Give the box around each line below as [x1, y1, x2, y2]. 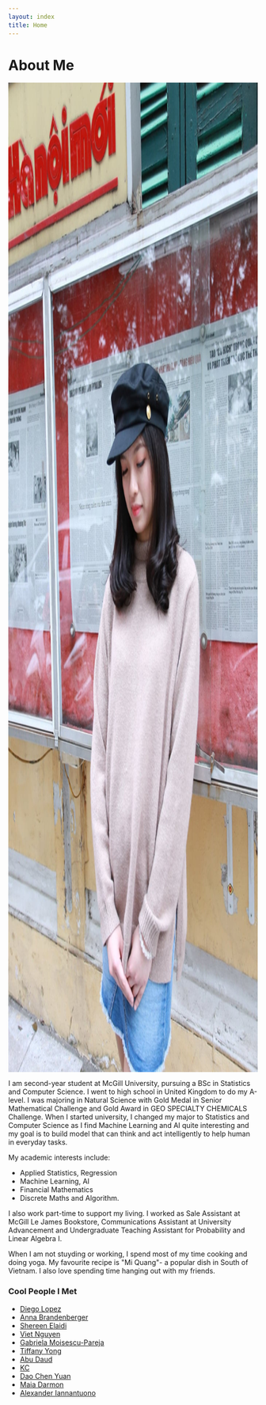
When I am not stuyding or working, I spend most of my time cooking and [8, 1249, 248, 1259]
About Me [8, 56, 74, 74]
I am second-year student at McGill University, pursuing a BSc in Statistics [8, 1079, 251, 1088]
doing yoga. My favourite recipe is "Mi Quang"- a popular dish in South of [8, 1258, 249, 1267]
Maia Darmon [19, 1380, 64, 1389]
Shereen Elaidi [19, 1320, 67, 1330]
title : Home [8, 21, 47, 29]
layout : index [8, 13, 55, 21]
